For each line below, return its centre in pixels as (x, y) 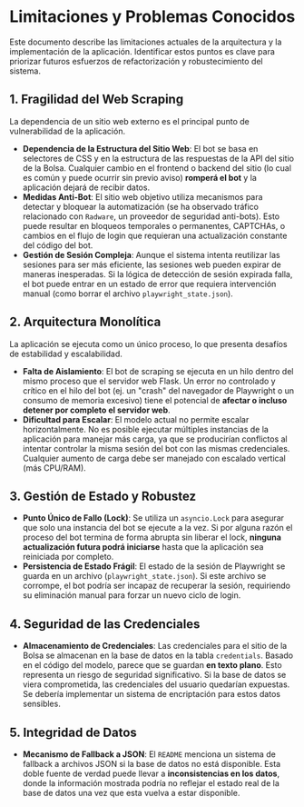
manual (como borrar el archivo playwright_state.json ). (127, 294)
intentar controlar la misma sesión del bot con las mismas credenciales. (156, 448)
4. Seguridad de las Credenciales (105, 624)
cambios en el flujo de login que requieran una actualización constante (155, 235)
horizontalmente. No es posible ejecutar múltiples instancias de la (146, 429)
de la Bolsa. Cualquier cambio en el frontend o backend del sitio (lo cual (157, 168)
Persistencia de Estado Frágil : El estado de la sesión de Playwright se (154, 566)
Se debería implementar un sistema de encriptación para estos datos (152, 694)
